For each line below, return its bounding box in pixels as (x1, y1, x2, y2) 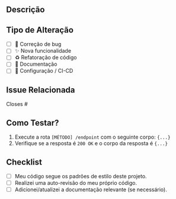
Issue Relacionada (6, 85, 75, 95)
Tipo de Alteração (6, 25, 74, 35)
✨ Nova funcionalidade (14, 47, 72, 54)
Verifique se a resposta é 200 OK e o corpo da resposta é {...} (14, 140, 168, 147)
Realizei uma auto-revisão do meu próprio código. (14, 179, 137, 187)
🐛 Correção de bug (14, 41, 62, 48)
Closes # (6, 101, 28, 108)
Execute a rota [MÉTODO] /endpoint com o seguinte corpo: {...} (14, 133, 171, 141)
